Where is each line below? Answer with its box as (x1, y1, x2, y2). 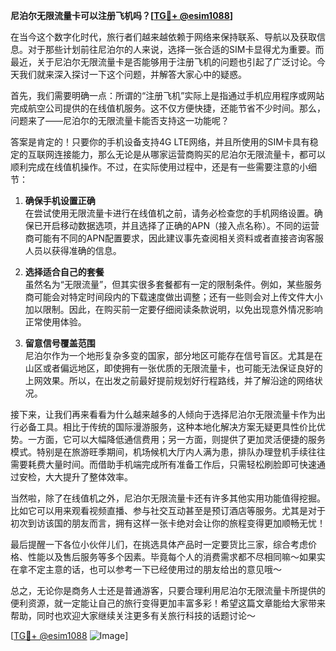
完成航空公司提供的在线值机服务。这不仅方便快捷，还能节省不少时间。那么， (10, 102, 326, 114)
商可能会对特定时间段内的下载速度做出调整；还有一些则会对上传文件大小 (24, 291, 323, 303)
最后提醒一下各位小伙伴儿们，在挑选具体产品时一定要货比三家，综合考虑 (10, 539, 308, 550)
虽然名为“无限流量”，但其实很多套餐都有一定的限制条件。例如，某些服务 (24, 279, 323, 290)
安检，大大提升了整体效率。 (18, 471, 133, 483)
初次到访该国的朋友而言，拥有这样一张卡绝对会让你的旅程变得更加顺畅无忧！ (10, 517, 326, 529)
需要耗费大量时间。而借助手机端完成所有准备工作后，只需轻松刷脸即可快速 (10, 459, 317, 470)
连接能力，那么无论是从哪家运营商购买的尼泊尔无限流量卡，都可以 (53, 149, 326, 160)
